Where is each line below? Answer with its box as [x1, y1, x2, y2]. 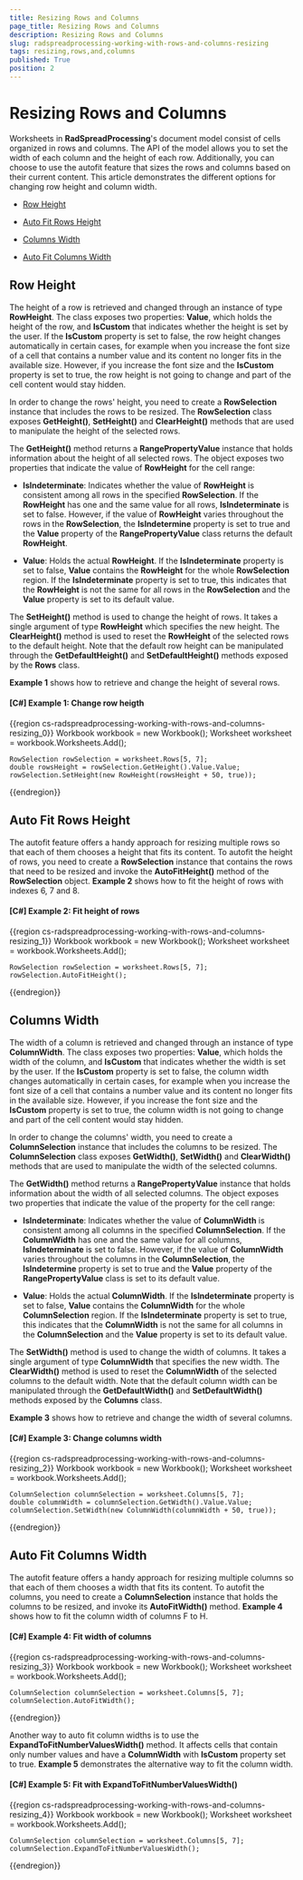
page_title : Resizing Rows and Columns [9, 22, 160, 31]
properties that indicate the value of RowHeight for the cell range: [9, 462, 255, 472]
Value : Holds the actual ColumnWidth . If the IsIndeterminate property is [22, 1290, 295, 1301]
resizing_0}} [9, 727, 54, 738]
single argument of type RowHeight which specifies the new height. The [9, 620, 280, 631]
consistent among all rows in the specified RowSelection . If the [22, 489, 260, 500]
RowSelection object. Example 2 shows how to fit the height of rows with [9, 875, 284, 886]
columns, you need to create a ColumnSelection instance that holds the [9, 1591, 279, 1602]
